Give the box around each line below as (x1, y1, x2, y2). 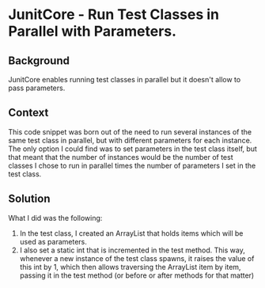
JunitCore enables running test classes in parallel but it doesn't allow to (8, 75, 241, 84)
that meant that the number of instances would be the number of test (8, 152, 233, 161)
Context (8, 106, 49, 119)
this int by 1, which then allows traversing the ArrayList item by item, (19, 262, 241, 271)
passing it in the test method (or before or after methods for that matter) (19, 271, 255, 280)
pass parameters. (8, 83, 66, 93)
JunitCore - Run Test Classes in (8, 6, 220, 24)
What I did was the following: (8, 213, 103, 222)
